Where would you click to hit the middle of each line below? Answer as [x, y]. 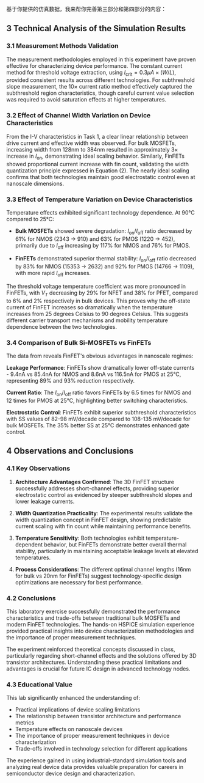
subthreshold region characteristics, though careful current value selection [100, 93]
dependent [29, 544]
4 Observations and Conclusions [70, 451]
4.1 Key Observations [38, 468]
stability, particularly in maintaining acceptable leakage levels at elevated [107, 551]
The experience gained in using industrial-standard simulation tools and [97, 760]
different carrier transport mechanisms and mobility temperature [87, 320]
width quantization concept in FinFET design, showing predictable [98, 520]
